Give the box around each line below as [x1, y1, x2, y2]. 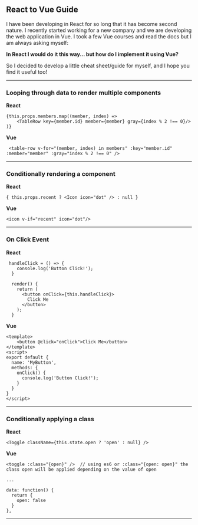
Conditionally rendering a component [6, 170, 116, 178]
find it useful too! [6, 68, 48, 76]
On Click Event [6, 235, 49, 244]
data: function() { [6, 487, 54, 493]
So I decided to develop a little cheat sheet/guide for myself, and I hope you [6, 62, 190, 69]
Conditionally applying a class [6, 415, 94, 423]
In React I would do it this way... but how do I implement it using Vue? [6, 50, 179, 58]
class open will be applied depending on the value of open [6, 467, 157, 472]
